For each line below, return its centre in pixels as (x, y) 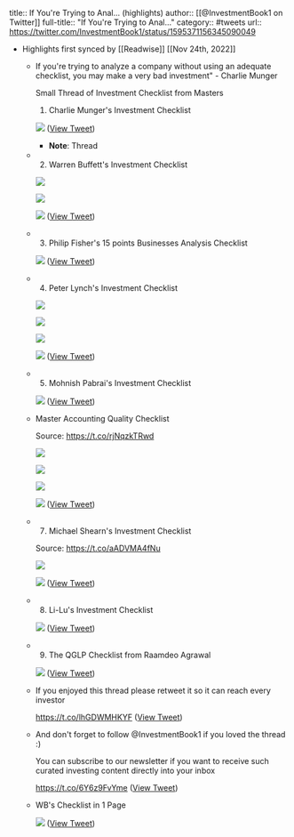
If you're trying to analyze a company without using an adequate (153, 66)
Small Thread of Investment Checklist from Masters (129, 93)
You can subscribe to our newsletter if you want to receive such (152, 761)
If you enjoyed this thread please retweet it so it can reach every (153, 690)
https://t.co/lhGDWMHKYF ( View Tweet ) (109, 717)
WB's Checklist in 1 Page (80, 805)
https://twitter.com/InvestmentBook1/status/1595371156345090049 (132, 32)
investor (50, 700)
